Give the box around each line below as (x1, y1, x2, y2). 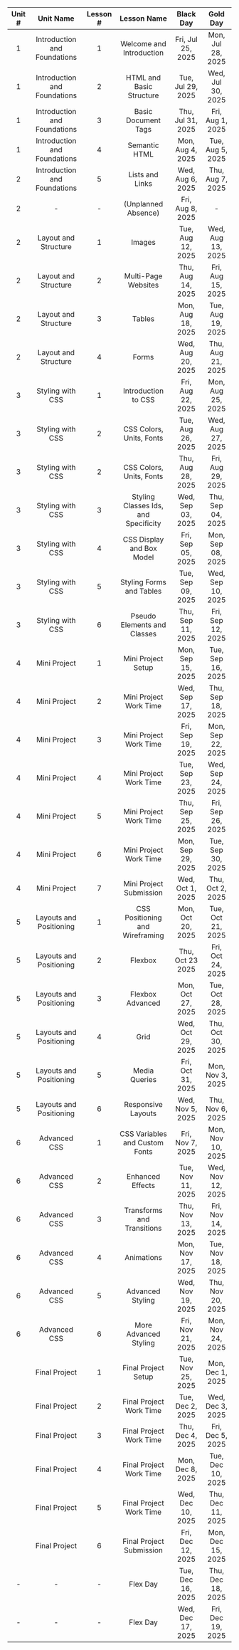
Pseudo (130, 611, 156, 621)
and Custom (123, 1138, 164, 1147)
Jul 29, (174, 82, 198, 91)
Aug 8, (175, 204, 198, 213)
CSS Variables (119, 1129, 167, 1138)
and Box (129, 544, 158, 553)
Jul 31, (174, 115, 198, 125)
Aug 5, (205, 145, 228, 154)
